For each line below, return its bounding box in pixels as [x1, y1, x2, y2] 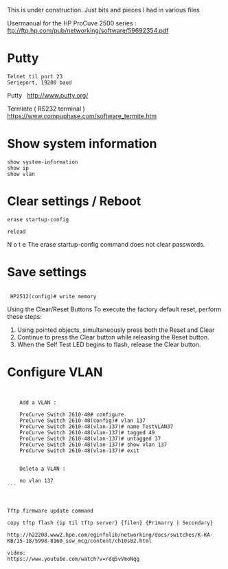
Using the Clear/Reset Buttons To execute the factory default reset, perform [7, 305, 222, 313]
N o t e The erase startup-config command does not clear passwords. [7, 240, 205, 248]
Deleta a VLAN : [19, 465, 67, 472]
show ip [7, 164, 30, 171]
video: [7, 549, 26, 556]
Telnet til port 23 [7, 73, 63, 80]
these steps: [7, 312, 43, 320]
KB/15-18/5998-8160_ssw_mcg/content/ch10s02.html [7, 537, 152, 544]
